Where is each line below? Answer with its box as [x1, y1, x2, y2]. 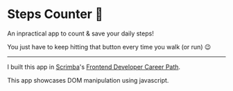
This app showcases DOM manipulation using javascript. [7, 76, 169, 84]
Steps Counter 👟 [7, 6, 103, 22]
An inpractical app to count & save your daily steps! [7, 29, 154, 38]
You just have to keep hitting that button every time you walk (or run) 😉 [7, 42, 212, 51]
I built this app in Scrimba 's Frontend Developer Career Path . [7, 63, 181, 71]
